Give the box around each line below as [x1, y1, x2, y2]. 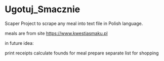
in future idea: [5, 40, 34, 46]
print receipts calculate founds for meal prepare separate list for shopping [5, 50, 159, 56]
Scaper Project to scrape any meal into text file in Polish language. [5, 20, 143, 26]
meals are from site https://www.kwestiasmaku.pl [5, 30, 108, 36]
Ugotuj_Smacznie [5, 4, 80, 15]
